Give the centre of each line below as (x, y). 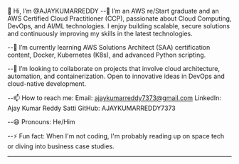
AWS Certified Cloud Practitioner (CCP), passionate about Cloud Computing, (119, 18)
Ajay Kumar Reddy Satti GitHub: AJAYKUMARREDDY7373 (91, 108)
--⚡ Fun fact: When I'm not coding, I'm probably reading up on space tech (116, 136)
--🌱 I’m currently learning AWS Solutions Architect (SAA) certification (109, 47)
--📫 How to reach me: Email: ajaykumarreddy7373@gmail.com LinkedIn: (115, 98)
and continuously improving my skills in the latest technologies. (100, 33)
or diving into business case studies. (61, 146)
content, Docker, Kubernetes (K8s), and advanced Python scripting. (107, 55)
